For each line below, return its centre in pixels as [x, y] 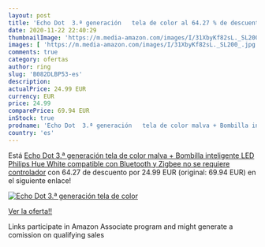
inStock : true [32, 118]
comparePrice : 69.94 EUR [49, 111]
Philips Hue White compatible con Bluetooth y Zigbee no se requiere [119, 163]
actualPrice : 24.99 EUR [47, 89]
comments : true [33, 52]
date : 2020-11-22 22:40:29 [52, 30]
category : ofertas [38, 60]
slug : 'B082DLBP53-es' [45, 74]
